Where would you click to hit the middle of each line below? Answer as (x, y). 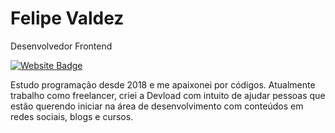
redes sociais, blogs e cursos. (72, 116)
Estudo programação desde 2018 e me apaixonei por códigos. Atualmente (163, 84)
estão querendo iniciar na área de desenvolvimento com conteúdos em (157, 106)
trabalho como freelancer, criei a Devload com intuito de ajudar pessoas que (168, 95)
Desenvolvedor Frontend (61, 46)
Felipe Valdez (67, 18)
